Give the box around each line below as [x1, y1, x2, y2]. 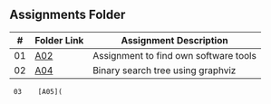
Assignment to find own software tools [92, 49, 256, 61]
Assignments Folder [9, 7, 126, 23]
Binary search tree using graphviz [92, 63, 237, 76]
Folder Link [34, 33, 84, 46]
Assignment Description [121, 33, 228, 46]
